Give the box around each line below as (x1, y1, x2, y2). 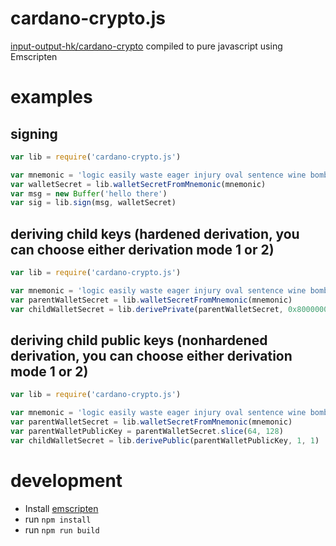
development (10, 470, 123, 492)
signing (10, 125, 58, 142)
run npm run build (24, 523, 100, 536)
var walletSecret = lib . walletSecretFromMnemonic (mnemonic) (10, 179, 267, 189)
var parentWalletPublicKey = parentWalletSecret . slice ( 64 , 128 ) (10, 427, 284, 437)
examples (10, 86, 93, 109)
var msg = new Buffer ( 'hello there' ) (10, 188, 168, 199)
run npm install (24, 513, 92, 525)
